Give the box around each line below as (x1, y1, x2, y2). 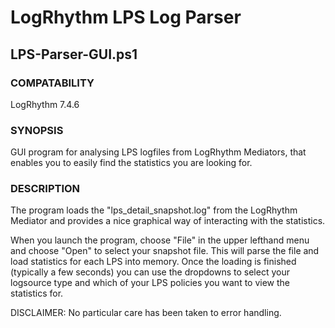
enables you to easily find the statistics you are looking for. (10, 157, 253, 169)
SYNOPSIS (10, 123, 64, 137)
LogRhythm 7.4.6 (10, 98, 80, 110)
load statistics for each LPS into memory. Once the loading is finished (10, 256, 297, 268)
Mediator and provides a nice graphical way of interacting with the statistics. (10, 215, 326, 227)
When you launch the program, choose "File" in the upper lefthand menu (10, 234, 310, 246)
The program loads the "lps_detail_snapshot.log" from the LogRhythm (10, 204, 298, 216)
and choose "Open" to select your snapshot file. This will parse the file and (10, 245, 320, 257)
